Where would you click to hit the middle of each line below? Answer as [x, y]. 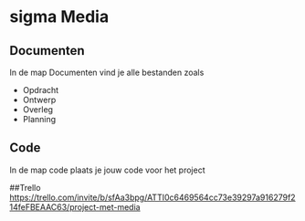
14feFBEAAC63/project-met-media [75, 206]
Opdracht [41, 90]
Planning [39, 119]
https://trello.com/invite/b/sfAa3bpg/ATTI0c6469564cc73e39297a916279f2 [152, 197]
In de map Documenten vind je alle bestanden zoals [107, 72]
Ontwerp [39, 100]
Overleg [37, 110]
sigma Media [59, 17]
